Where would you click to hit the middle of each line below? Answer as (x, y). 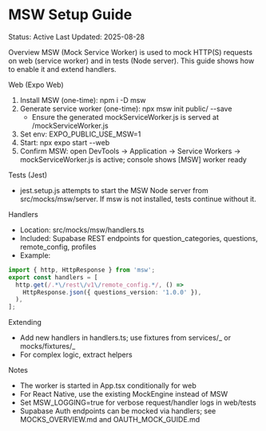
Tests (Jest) (28, 175)
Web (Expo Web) (36, 85)
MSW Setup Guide (70, 15)
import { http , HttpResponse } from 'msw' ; (82, 270)
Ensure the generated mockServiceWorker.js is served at (125, 117)
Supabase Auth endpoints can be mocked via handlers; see (118, 411)
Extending (25, 322)
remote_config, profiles (58, 247)
